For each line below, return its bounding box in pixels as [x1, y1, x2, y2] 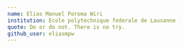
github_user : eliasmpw [7, 30, 74, 37]
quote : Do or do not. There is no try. [7, 23, 126, 30]
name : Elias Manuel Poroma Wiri [7, 10, 103, 18]
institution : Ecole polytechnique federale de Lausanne [7, 17, 176, 24]
